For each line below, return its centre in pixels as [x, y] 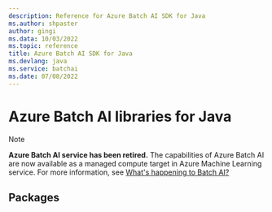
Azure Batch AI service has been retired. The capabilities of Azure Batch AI [136, 154]
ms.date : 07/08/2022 [44, 76]
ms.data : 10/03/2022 [44, 39]
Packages [34, 197]
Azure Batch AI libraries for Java [120, 117]
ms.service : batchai [44, 69]
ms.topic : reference [44, 46]
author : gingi [33, 31]
